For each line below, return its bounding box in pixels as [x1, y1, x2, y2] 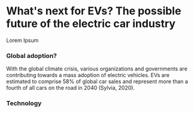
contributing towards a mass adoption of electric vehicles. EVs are [6, 72, 169, 79]
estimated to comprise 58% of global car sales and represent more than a [6, 78, 189, 85]
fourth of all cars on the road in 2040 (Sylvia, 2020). [6, 84, 135, 91]
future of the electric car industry [6, 17, 175, 30]
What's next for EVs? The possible [6, 4, 181, 18]
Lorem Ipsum [6, 36, 39, 44]
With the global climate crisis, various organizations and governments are [6, 65, 187, 72]
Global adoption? [6, 51, 57, 60]
